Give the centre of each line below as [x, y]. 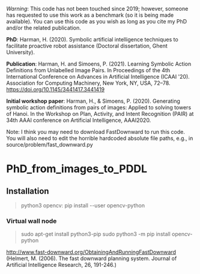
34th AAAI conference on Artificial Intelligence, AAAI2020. [79, 120]
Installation [28, 191]
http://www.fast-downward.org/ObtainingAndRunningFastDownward [91, 252]
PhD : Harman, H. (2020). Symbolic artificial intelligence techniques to [92, 39]
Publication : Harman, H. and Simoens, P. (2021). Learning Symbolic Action [99, 64]
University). [20, 52]
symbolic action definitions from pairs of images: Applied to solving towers [99, 107]
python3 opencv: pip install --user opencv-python [83, 205]
